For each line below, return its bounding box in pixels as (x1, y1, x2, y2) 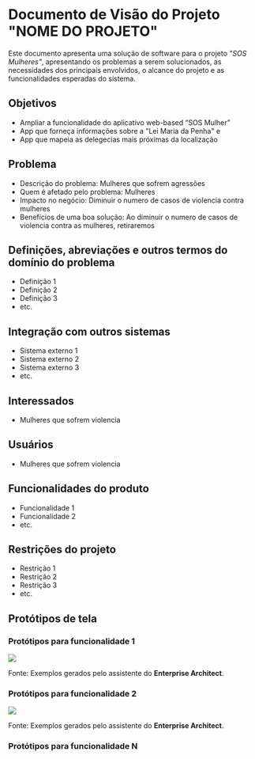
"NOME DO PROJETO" (8, 22, 158, 40)
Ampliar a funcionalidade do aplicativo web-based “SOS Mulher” (19, 117, 231, 127)
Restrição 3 (19, 580, 58, 590)
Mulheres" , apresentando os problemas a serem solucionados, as (8, 57, 222, 66)
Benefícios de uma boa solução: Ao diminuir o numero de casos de (19, 212, 238, 222)
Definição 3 (19, 294, 58, 303)
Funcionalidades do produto (8, 482, 150, 495)
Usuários (8, 438, 54, 452)
